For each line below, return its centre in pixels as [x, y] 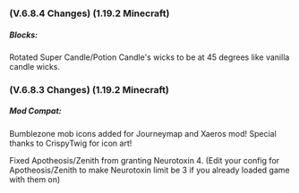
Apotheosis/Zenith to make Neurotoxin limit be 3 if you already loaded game [149, 170]
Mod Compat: [35, 111]
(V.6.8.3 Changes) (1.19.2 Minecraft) [90, 89]
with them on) [35, 179]
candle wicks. [35, 66]
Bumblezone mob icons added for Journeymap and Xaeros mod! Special [143, 133]
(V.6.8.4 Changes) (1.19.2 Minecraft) [90, 13]
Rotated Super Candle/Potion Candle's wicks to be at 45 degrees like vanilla [149, 57]
